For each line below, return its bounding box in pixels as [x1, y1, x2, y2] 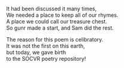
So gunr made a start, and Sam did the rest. [6, 24, 114, 31]
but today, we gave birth [6, 49, 66, 56]
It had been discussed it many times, [6, 5, 97, 12]
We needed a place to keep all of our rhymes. [6, 11, 119, 19]
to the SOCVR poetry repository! [6, 55, 86, 62]
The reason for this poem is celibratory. [6, 36, 104, 43]
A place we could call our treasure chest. [6, 18, 108, 25]
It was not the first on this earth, [6, 42, 85, 49]
